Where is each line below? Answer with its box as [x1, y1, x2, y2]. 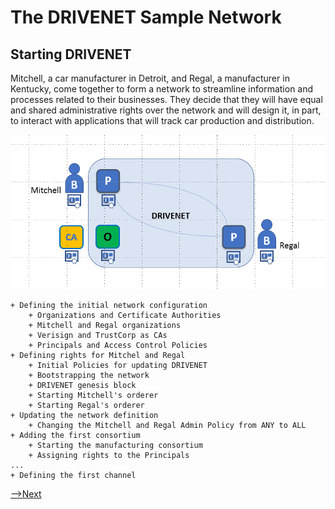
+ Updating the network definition [10, 410, 159, 420]
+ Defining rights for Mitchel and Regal [10, 350, 186, 360]
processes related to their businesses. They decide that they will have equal [10, 94, 323, 105]
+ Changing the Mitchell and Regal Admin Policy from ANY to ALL [28, 420, 307, 430]
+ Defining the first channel [10, 470, 137, 480]
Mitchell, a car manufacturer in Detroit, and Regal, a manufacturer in [10, 72, 290, 84]
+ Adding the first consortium [10, 430, 141, 440]
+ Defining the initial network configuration [10, 300, 208, 310]
